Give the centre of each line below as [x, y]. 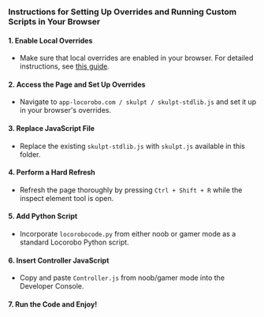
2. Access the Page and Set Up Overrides [77, 84]
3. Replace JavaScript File [52, 128]
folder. [30, 154]
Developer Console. [52, 286]
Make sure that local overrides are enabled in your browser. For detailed [136, 58]
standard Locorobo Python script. [74, 242]
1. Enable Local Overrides [50, 40]
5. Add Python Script [43, 216]
